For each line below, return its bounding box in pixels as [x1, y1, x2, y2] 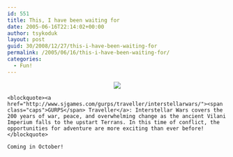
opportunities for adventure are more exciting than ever [7, 125, 179, 132]
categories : [7, 56, 42, 63]
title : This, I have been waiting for [7, 17, 120, 24]
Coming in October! [7, 143, 64, 150]
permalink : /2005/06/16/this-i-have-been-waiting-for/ [7, 50, 170, 57]
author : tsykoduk [7, 29, 58, 37]
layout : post [7, 36, 45, 43]
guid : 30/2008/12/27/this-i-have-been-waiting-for [7, 43, 158, 50]
